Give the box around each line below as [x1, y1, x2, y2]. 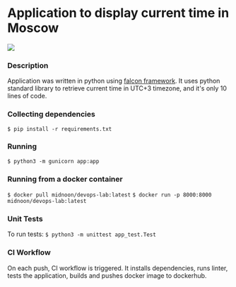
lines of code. [7, 92, 47, 100]
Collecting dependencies [7, 110, 95, 119]
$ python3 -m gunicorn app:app [7, 158, 100, 165]
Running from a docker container [7, 174, 123, 184]
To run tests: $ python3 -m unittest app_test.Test [7, 230, 157, 238]
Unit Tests [7, 214, 44, 224]
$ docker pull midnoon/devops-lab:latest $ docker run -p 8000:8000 [7, 192, 212, 199]
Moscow [7, 20, 59, 36]
